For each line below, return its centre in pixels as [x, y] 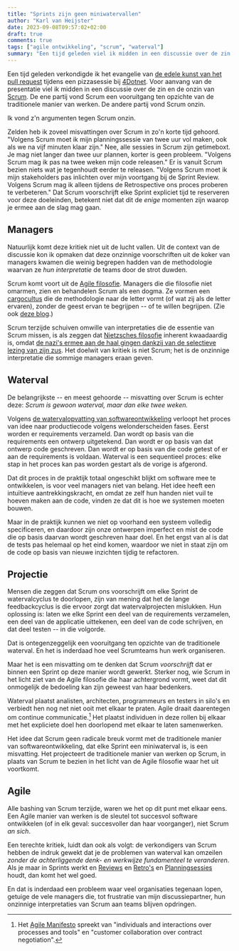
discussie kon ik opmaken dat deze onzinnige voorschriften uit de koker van [119, 254]
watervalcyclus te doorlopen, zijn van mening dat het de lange [99, 599]
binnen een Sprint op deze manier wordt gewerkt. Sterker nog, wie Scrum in [119, 672]
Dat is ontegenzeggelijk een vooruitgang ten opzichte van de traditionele [114, 643]
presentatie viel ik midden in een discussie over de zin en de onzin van [111, 89]
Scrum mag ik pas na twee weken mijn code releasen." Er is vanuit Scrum [115, 162]
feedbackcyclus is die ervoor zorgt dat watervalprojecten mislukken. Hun [115, 606]
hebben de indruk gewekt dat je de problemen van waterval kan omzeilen [115, 852]
